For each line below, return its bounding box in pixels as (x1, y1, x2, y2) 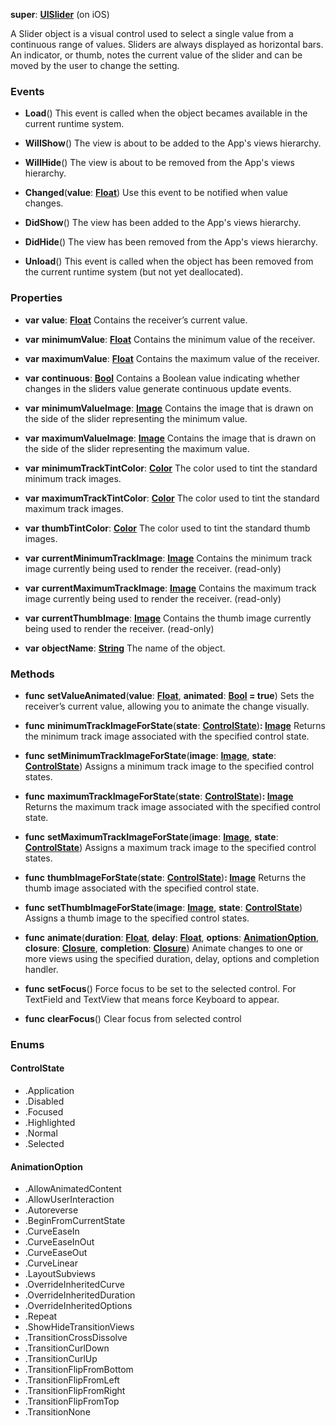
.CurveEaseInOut (24, 1236, 95, 1248)
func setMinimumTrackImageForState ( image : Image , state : (24, 749, 277, 761)
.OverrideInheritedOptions (24, 1300, 133, 1312)
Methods (10, 667, 55, 681)
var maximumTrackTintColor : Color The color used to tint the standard (24, 492, 320, 504)
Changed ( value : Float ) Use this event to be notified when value (24, 187, 288, 199)
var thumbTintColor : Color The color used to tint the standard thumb (24, 522, 311, 534)
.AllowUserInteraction (24, 1194, 115, 1206)
